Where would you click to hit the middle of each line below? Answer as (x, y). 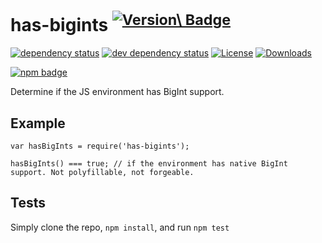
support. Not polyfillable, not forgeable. (102, 173)
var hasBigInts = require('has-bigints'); (100, 146)
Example (38, 123)
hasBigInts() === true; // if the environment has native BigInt (149, 164)
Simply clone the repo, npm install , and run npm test (120, 227)
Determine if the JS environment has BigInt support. (117, 92)
